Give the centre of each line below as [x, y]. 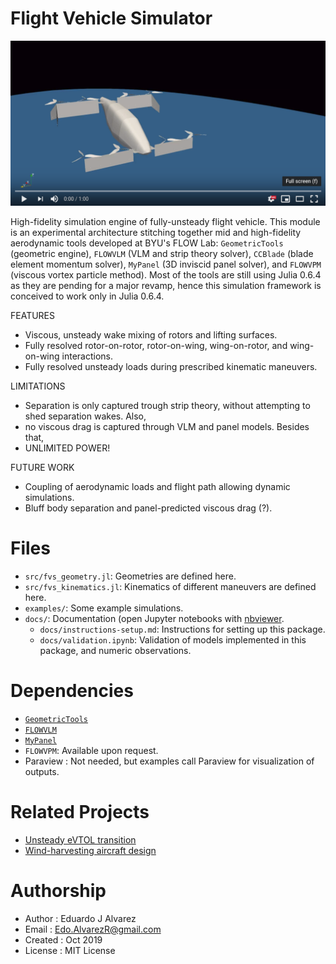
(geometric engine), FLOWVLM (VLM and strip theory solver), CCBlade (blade [162, 253]
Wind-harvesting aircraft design [90, 850]
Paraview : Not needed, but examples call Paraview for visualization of [169, 761]
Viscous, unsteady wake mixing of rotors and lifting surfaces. [151, 334]
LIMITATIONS [38, 386]
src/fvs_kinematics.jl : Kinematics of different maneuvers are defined [170, 586]
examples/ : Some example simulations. [104, 608]
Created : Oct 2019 [63, 939]
